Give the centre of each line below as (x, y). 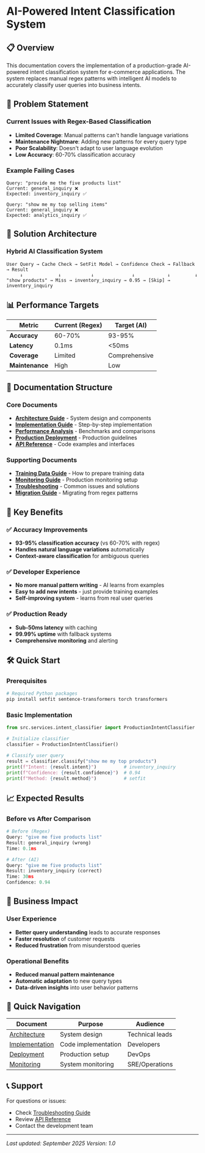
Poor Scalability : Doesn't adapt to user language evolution (89, 148)
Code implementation (91, 1044)
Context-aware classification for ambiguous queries (82, 556)
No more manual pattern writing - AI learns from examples (90, 585)
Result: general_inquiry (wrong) (49, 843)
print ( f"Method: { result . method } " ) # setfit (76, 778)
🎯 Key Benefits (35, 512)
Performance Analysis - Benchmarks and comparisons (85, 431)
